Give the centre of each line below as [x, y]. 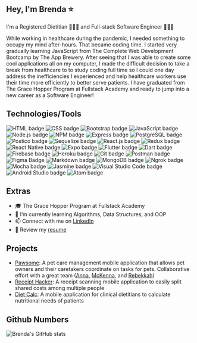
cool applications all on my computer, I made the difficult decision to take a [98, 63]
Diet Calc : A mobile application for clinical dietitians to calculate [93, 294]
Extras [18, 191]
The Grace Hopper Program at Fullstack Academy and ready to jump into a [98, 89]
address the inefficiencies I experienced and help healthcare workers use [96, 76]
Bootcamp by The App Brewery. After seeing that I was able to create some [98, 57]
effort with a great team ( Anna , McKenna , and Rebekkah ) [85, 276]
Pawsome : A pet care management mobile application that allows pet [100, 263]
